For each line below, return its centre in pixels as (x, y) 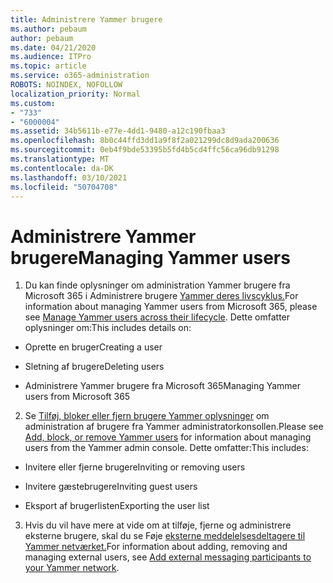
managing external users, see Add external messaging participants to (168, 557)
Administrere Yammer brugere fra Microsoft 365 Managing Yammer (163, 386)
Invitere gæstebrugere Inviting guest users (111, 487)
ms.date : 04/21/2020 (53, 47)
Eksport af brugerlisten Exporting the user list (117, 506)
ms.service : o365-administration (80, 76)
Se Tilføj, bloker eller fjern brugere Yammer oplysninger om (147, 416)
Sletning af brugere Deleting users (94, 367)
